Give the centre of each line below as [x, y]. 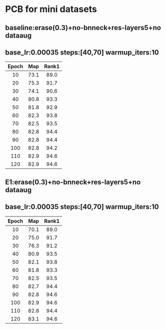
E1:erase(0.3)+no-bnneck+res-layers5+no [73, 182]
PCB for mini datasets [51, 9]
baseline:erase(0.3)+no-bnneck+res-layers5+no [83, 28]
